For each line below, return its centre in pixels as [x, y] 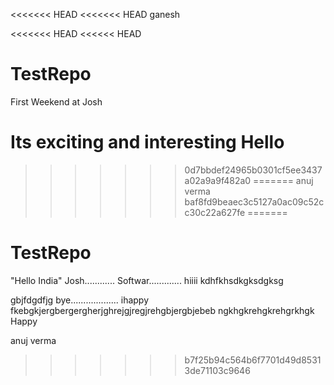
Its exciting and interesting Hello [147, 142]
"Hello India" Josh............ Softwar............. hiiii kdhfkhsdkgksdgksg [147, 280]
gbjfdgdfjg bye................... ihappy [80, 300]
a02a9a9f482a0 [218, 180]
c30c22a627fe [215, 212]
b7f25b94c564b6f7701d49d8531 [253, 360]
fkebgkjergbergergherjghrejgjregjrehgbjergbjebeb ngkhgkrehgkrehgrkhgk [162, 310]
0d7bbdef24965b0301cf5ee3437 [253, 170]
